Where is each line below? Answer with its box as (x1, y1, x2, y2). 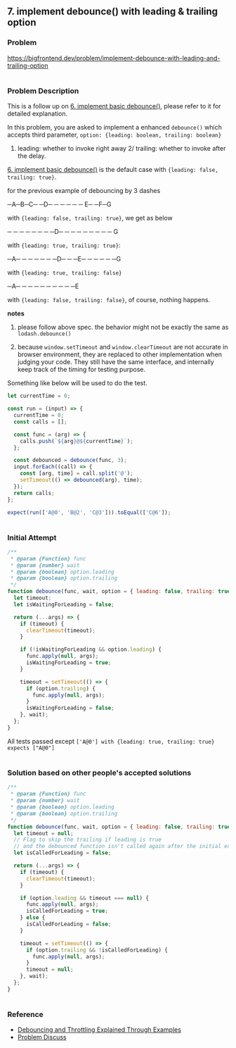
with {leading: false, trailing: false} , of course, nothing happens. (7, 296, 211, 304)
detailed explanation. (7, 109, 68, 118)
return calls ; (13, 489, 55, 497)
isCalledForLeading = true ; (25, 908, 109, 915)
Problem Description (7, 86, 79, 96)
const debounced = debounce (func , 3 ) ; (13, 457, 128, 464)
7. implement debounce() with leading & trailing (7, 6, 218, 18)
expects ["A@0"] (7, 744, 55, 751)
